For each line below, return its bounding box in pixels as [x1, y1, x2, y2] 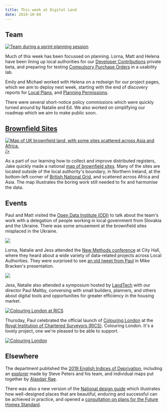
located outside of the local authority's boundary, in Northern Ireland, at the [5, 168, 161, 175]
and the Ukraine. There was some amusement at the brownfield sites [5, 223, 147, 229]
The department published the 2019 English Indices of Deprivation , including [5, 365, 163, 371]
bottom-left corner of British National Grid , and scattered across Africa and [5, 174, 160, 180]
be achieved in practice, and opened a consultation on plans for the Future [5, 396, 159, 402]
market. [5, 298, 21, 304]
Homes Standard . [5, 402, 41, 408]
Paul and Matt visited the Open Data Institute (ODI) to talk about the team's [5, 212, 159, 218]
